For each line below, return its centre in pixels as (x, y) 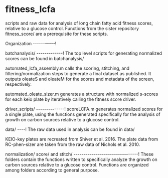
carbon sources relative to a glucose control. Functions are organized (77, 164)
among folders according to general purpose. (52, 170)
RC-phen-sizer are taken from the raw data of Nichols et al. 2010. (73, 144)
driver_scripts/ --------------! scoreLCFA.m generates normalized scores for (84, 109)
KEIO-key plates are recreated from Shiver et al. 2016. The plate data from (82, 139)
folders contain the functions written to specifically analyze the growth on (81, 159)
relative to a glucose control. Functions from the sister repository (72, 28)
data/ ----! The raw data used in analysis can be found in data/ (70, 129)
